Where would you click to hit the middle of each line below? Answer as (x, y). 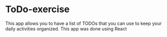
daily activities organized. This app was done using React (66, 28)
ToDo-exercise (38, 9)
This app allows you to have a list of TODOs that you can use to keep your (83, 23)
